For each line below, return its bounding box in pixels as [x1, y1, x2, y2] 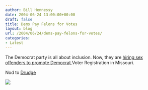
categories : [5, 36, 30, 41]
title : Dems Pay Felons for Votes [5, 21, 78, 27]
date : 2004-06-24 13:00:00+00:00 [5, 12, 76, 17]
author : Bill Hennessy [5, 7, 53, 13]
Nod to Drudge [5, 69, 36, 75]
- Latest [5, 40, 24, 46]
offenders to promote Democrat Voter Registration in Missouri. [5, 59, 134, 66]
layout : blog [5, 26, 33, 31]
